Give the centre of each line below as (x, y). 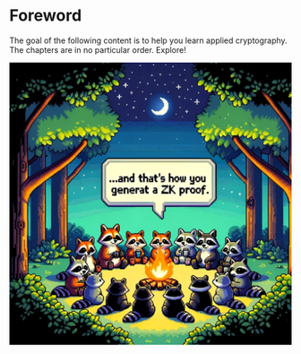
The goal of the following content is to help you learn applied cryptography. (149, 40)
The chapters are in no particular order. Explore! (98, 49)
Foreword (46, 16)
